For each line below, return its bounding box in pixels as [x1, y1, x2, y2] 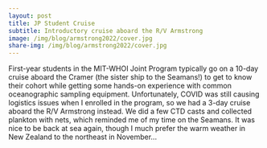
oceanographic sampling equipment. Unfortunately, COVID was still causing [8, 89, 260, 99]
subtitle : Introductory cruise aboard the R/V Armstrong [8, 27, 203, 35]
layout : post [8, 11, 52, 20]
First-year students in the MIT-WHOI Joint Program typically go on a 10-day [8, 64, 259, 73]
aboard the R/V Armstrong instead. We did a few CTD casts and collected [8, 106, 252, 117]
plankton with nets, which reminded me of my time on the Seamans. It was [8, 115, 256, 125]
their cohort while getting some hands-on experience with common [8, 81, 232, 91]
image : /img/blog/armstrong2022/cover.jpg [8, 34, 153, 43]
